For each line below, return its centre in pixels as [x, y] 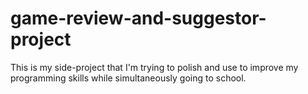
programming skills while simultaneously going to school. [128, 78]
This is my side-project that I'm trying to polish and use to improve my [154, 67]
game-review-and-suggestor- [138, 18]
